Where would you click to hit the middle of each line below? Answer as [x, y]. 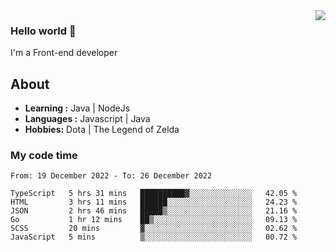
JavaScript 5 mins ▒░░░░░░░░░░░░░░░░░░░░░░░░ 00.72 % [154, 237]
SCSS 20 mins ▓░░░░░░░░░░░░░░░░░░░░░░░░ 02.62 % [154, 229]
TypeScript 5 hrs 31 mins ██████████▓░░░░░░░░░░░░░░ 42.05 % [154, 194]
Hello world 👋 [43, 31]
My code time [44, 156]
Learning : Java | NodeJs [77, 108]
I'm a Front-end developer [64, 53]
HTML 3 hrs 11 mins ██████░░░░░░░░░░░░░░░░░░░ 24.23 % [154, 202]
